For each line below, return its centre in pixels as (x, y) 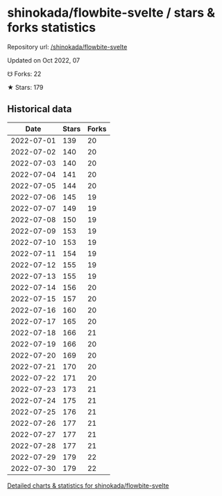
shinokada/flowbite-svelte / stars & (111, 13)
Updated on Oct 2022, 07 (44, 60)
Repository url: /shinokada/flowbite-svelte (67, 47)
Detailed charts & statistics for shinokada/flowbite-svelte (88, 486)
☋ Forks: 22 (24, 74)
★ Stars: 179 (25, 87)
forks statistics (51, 27)
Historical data (40, 109)
